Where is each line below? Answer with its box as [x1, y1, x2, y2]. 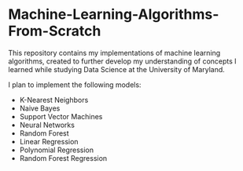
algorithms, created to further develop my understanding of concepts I [8, 56, 237, 66]
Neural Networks [19, 120, 75, 129]
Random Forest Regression [19, 153, 108, 162]
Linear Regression [19, 136, 79, 146]
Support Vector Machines [19, 111, 103, 121]
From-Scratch [8, 22, 101, 40]
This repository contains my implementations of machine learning [8, 48, 221, 57]
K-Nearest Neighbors [19, 95, 89, 104]
